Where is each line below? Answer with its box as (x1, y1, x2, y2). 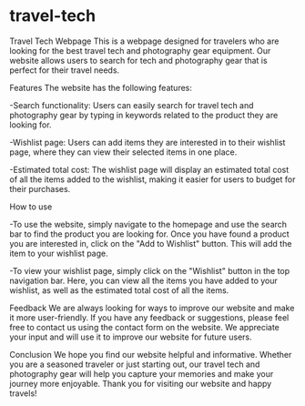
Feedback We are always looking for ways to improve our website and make (9, 302, 295, 313)
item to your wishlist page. (9, 248, 109, 259)
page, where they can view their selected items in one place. (9, 147, 238, 157)
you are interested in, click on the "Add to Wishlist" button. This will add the (9, 238, 292, 249)
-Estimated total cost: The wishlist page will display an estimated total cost (9, 164, 290, 175)
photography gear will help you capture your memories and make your (9, 368, 274, 379)
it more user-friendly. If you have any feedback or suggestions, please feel (9, 311, 290, 323)
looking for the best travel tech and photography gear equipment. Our (9, 45, 271, 56)
